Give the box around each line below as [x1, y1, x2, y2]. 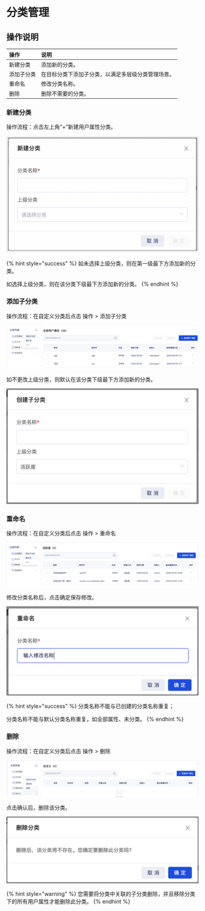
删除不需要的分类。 [41, 90, 90, 97]
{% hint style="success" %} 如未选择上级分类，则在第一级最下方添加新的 [6, 260, 191, 267]
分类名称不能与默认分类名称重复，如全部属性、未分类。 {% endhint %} [6, 716, 184, 723]
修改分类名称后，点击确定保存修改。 [6, 593, 98, 601]
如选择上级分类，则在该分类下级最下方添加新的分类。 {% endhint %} [6, 280, 179, 288]
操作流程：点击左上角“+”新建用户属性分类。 [6, 123, 117, 131]
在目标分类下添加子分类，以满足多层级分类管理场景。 [41, 71, 175, 78]
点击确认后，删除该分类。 [6, 804, 71, 811]
